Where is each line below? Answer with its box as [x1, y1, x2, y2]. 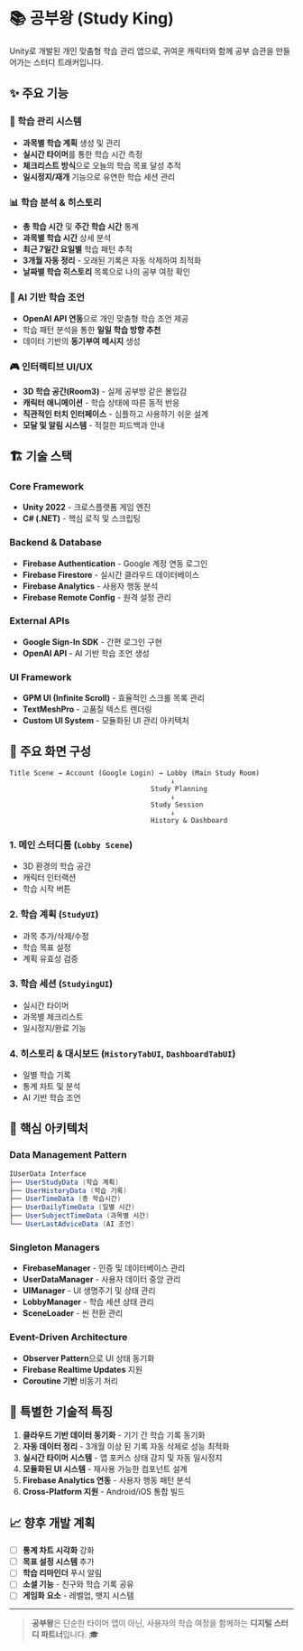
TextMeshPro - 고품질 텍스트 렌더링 [22, 704, 152, 714]
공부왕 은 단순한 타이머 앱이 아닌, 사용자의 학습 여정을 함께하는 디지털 [31, 1618, 272, 1628]
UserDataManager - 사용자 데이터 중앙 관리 [22, 1274, 181, 1285]
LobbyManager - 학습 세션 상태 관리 [22, 1297, 155, 1308]
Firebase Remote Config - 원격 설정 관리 [22, 592, 171, 602]
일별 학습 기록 [22, 1069, 71, 1080]
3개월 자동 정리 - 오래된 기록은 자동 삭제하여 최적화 [22, 255, 202, 266]
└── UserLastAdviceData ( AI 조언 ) [9, 1220, 135, 1229]
